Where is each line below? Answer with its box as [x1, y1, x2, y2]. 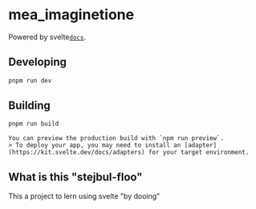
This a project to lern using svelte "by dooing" [8, 191, 161, 201]
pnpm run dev [8, 76, 52, 85]
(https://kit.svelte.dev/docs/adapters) [8, 148, 146, 157]
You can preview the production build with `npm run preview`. [8, 135, 225, 143]
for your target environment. [148, 148, 250, 157]
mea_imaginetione [8, 6, 135, 24]
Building [8, 98, 51, 113]
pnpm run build [8, 120, 59, 128]
